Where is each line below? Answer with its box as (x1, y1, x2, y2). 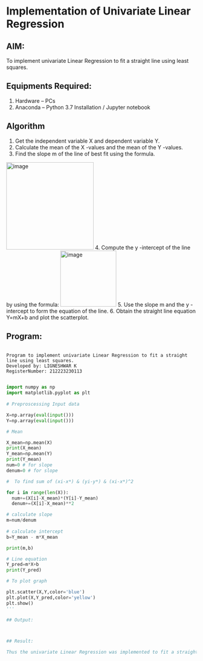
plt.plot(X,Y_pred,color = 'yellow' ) (6, 594, 96, 601)
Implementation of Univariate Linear (6, 4, 192, 18)
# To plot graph (6, 578, 47, 584)
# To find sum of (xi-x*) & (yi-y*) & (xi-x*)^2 (6, 478, 134, 484)
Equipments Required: (6, 81, 92, 91)
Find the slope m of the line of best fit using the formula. (14, 150, 155, 157)
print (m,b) (6, 545, 34, 551)
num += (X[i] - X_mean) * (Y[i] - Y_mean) (11, 495, 98, 501)
